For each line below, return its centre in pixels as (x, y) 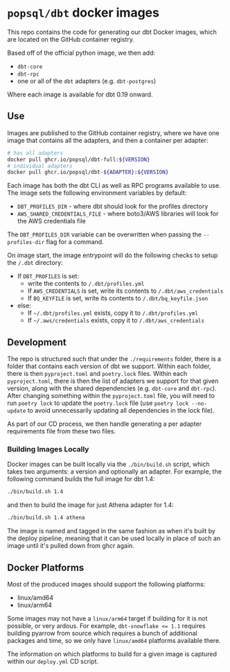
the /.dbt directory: (35, 263)
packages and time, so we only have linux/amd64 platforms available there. (114, 640)
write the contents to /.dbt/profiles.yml (86, 284)
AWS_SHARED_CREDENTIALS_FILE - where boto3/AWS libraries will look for (118, 214)
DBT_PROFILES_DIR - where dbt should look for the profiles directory (113, 207)
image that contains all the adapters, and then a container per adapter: (108, 140)
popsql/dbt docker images (83, 13)
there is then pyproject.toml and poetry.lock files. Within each (97, 374)
